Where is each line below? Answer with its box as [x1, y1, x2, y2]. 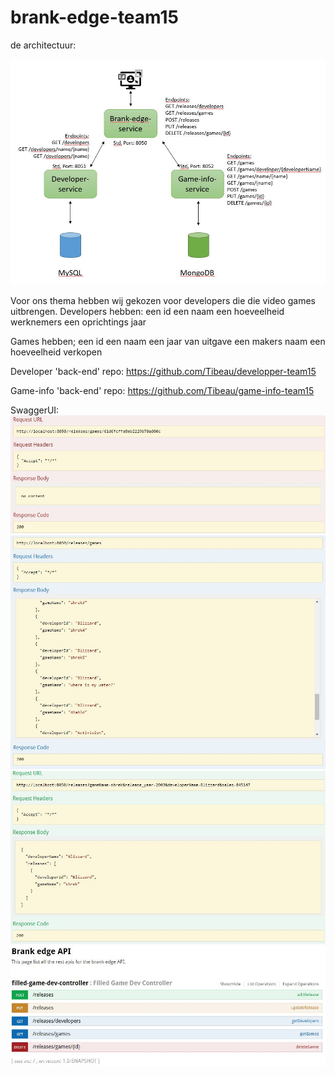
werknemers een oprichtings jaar [10, 316, 147, 328]
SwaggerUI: [10, 404, 60, 416]
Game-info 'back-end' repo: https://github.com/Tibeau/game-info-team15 [10, 385, 315, 397]
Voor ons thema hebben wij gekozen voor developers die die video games [10, 295, 316, 307]
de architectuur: [10, 39, 77, 51]
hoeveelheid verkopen [10, 346, 103, 358]
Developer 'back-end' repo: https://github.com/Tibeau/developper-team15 [10, 366, 317, 378]
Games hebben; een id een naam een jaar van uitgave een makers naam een [10, 336, 326, 348]
